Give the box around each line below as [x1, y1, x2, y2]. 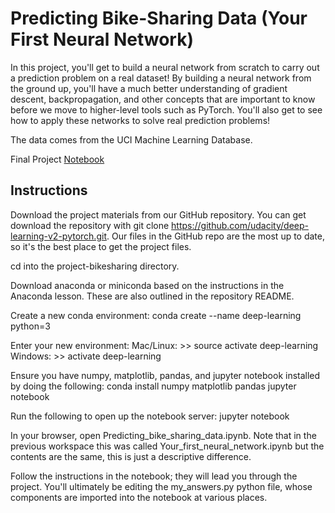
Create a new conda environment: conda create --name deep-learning [10, 309, 302, 321]
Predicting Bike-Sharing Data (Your [10, 7, 308, 30]
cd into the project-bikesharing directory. [10, 260, 180, 272]
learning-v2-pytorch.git [10, 230, 107, 242]
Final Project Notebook [10, 153, 105, 165]
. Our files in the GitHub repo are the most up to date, [106, 230, 326, 242]
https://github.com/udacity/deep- [171, 219, 310, 231]
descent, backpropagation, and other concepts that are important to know [10, 93, 316, 105]
